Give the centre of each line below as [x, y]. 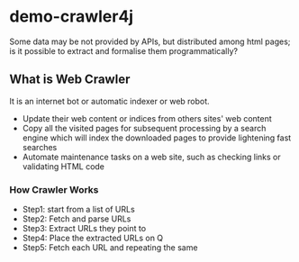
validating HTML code [63, 166]
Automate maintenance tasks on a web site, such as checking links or [151, 157]
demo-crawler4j [71, 17]
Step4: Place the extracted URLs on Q [93, 238]
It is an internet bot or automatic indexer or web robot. [109, 101]
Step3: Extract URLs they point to [84, 229]
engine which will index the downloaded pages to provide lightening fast [157, 138]
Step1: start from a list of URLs [78, 210]
